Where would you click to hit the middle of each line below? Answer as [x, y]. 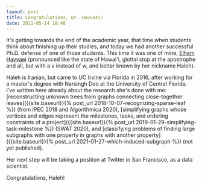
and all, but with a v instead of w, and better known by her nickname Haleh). [101, 66]
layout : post [23, 12]
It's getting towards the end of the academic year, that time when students [99, 40]
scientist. [17, 166]
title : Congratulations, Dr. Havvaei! [55, 17]
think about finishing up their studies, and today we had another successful [100, 46]
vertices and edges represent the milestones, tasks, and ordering [87, 116]
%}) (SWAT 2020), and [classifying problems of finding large [120, 129]
